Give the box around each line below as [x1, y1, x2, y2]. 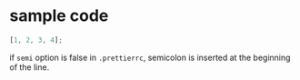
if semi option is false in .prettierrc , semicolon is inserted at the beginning [9, 52, 291, 63]
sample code [9, 5, 109, 26]
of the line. [9, 61, 50, 73]
